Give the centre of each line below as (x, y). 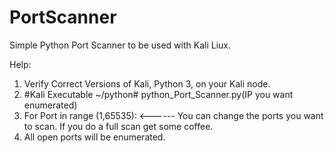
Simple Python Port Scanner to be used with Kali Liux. (120, 45)
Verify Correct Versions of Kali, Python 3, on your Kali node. (147, 83)
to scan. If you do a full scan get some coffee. (118, 126)
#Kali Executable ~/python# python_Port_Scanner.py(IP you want (158, 94)
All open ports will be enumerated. (94, 137)
